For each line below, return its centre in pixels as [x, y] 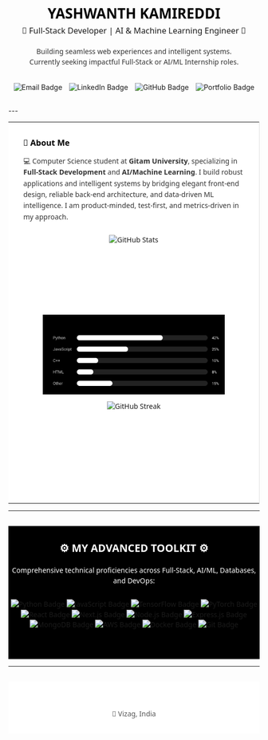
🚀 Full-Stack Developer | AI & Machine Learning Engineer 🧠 [134, 31]
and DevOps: [134, 581]
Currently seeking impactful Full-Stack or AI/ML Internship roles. [134, 62]
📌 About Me [47, 142]
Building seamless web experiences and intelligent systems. [134, 51]
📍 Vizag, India [134, 714]
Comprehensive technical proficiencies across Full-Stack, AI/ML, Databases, [134, 571]
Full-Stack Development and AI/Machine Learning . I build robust [133, 172]
